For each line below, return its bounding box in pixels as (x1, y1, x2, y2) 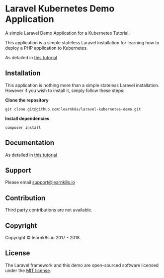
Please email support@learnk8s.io (5, 180, 76, 185)
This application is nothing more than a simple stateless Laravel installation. (5, 82, 160, 88)
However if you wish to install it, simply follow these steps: (5, 88, 125, 93)
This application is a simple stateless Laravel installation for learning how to (5, 39, 160, 45)
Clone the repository (5, 97, 49, 103)
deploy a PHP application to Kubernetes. (5, 45, 88, 51)
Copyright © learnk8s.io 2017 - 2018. (5, 235, 81, 240)
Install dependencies (5, 115, 50, 121)
